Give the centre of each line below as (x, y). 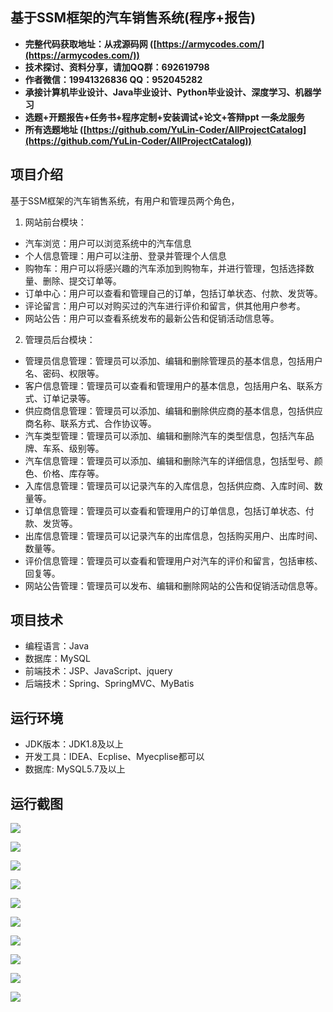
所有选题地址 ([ (55, 129)
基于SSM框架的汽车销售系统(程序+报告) (133, 18)
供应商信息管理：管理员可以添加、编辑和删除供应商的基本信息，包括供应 (173, 410)
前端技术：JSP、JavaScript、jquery (98, 671)
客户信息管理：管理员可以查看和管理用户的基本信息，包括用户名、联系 (169, 385)
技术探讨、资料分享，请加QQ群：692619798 (117, 67)
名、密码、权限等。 (64, 373)
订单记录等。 (69, 398)
